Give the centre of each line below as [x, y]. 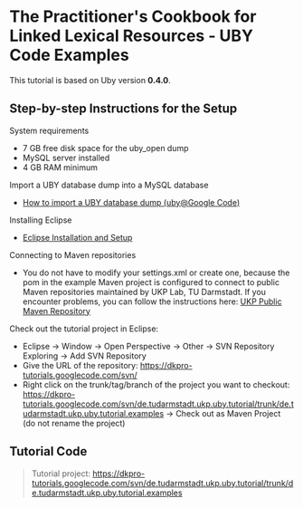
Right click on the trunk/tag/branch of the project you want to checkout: [156, 384]
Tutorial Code [48, 451]
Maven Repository [56, 311]
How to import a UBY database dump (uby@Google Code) [131, 202]
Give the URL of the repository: [80, 365]
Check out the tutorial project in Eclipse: [84, 329]
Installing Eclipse [41, 220]
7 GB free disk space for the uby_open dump [105, 148]
